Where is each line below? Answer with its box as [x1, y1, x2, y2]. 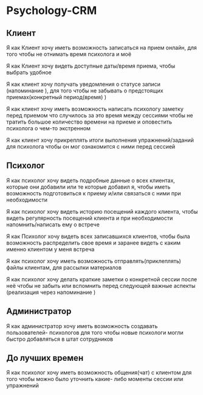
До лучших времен [6, 353, 84, 363]
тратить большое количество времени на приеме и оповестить [6, 118, 172, 125]
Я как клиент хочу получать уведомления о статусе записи [6, 80, 161, 88]
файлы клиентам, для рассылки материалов [6, 264, 122, 271]
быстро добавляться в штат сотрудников [6, 335, 114, 343]
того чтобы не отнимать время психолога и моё [6, 51, 132, 58]
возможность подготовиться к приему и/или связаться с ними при [6, 189, 181, 197]
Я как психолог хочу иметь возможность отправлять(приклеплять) [6, 257, 181, 265]
